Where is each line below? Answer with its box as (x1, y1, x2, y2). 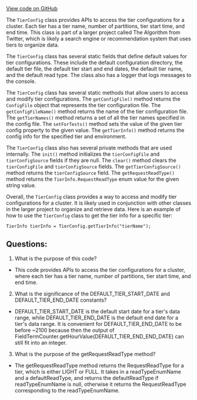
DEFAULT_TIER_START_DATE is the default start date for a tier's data (14, 308, 181, 315)
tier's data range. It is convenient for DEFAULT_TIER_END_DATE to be (14, 320, 182, 327)
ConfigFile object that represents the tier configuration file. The (6, 102, 161, 108)
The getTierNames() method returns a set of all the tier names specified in (6, 114, 185, 121)
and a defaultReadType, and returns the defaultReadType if (14, 374, 159, 381)
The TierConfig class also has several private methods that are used (6, 144, 172, 151)
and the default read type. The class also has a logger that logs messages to (6, 72, 192, 78)
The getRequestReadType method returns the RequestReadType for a (14, 362, 184, 369)
